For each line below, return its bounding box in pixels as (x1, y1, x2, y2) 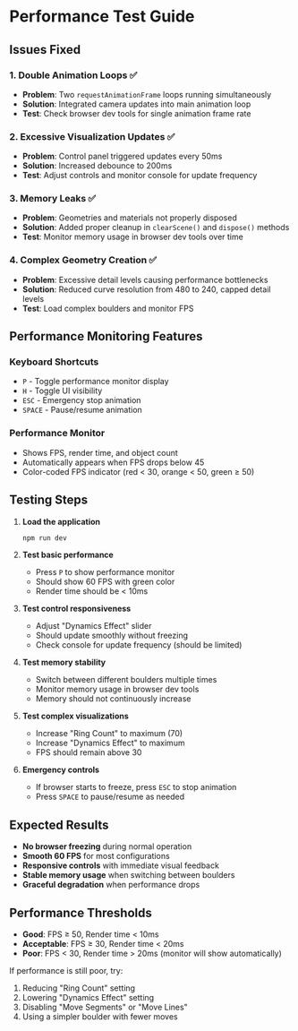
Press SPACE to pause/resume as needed (35, 791, 185, 803)
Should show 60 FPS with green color (35, 576, 175, 588)
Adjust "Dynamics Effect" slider (35, 621, 152, 631)
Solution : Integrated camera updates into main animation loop (21, 99, 251, 109)
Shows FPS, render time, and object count (21, 447, 179, 458)
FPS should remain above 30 (35, 747, 142, 758)
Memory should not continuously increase (35, 693, 192, 704)
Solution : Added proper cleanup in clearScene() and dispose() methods (21, 222, 290, 233)
